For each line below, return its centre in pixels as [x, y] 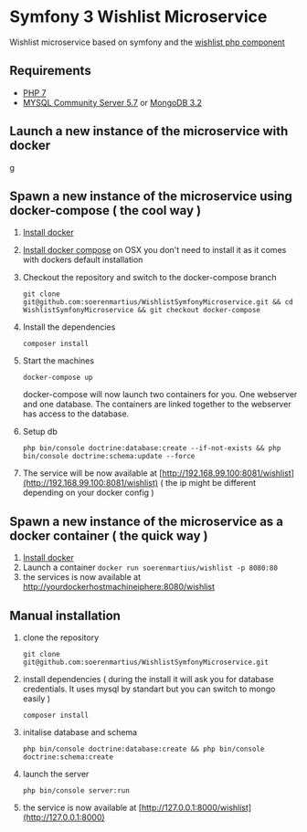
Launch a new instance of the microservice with [149, 131]
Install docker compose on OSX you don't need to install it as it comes [154, 250]
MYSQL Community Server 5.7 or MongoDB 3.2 [112, 102]
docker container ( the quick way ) [109, 536]
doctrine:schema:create [68, 757]
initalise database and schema [80, 732]
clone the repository [61, 637]
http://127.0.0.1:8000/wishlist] [196, 807]
